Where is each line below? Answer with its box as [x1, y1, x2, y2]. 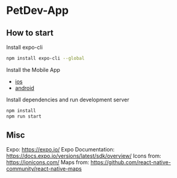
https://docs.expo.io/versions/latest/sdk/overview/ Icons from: [6, 152, 161, 160]
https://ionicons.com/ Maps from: [6, 159, 90, 166]
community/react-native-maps [6, 165, 82, 173]
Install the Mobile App [6, 66, 60, 73]
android [14, 84, 34, 91]
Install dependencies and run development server [6, 96, 129, 103]
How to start [6, 28, 54, 38]
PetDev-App [6, 4, 69, 17]
